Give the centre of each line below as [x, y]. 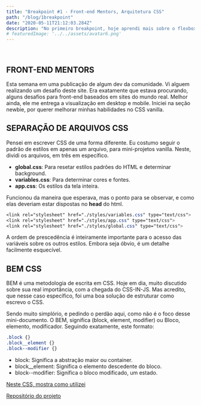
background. [31, 173]
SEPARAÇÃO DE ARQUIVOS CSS [67, 128]
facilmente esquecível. [34, 250]
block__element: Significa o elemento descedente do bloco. [88, 366]
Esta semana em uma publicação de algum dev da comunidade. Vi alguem [98, 84]
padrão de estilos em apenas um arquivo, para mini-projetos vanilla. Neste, [99, 149]
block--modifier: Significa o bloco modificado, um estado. [86, 372]
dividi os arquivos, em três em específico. [57, 155]
